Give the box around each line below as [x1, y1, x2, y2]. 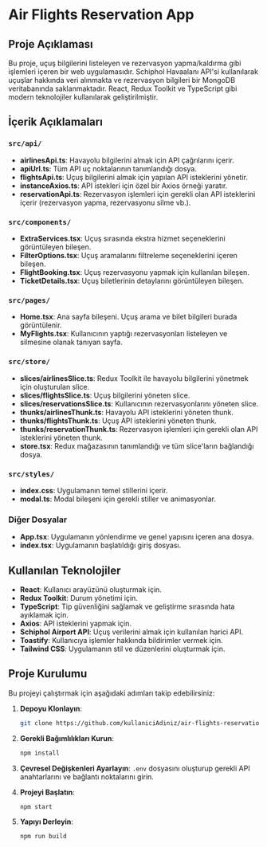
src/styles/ [8, 469, 55, 479]
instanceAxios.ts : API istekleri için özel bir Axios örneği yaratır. [19, 181, 228, 190]
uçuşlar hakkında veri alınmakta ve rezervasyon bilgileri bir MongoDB [8, 76, 236, 84]
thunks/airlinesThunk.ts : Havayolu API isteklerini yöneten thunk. [19, 407, 234, 417]
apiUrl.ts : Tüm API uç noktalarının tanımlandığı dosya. [19, 163, 198, 173]
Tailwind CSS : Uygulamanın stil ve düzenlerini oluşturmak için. [19, 644, 226, 653]
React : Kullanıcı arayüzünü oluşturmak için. [19, 584, 162, 594]
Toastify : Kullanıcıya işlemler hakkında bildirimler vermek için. [19, 635, 223, 645]
